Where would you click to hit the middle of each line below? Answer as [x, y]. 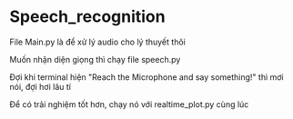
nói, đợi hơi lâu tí [40, 86]
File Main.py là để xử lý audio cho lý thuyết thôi [98, 42]
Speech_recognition [87, 17]
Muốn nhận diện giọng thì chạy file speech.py [95, 59]
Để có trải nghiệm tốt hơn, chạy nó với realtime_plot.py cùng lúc [129, 104]
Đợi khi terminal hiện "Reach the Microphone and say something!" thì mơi [146, 77]
